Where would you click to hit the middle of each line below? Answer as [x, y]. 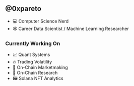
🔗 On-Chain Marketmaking [40, 67]
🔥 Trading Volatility [32, 62]
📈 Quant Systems [31, 54]
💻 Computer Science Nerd [41, 21]
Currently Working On [33, 43]
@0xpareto [23, 9]
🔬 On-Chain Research [35, 73]
